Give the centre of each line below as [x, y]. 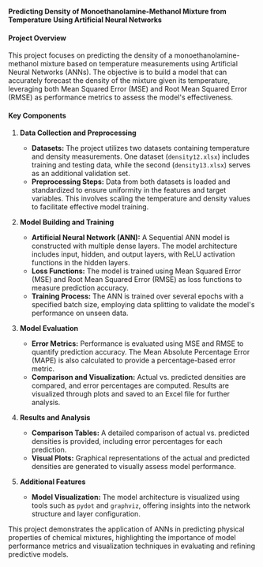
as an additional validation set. [81, 174]
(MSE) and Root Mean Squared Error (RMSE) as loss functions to [137, 280]
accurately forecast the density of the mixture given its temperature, [119, 81]
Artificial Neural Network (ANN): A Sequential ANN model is [131, 238]
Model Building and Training [67, 222]
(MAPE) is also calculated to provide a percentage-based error [133, 360]
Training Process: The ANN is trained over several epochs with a [137, 296]
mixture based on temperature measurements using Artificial [139, 64]
